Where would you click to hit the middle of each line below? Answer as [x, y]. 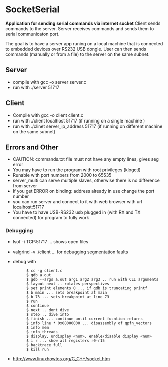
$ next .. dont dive [47, 310]
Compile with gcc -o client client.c [48, 115]
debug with [24, 261]
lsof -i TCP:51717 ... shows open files [50, 241]
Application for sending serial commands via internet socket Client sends [83, 23]
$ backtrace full [44, 345]
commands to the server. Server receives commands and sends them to [80, 28]
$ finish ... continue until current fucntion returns [85, 319]
